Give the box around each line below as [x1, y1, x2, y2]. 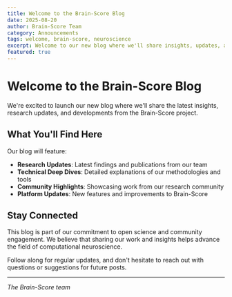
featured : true [7, 49, 51, 56]
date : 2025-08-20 [7, 17, 57, 23]
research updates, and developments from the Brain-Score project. [7, 108, 198, 117]
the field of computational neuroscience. [7, 242, 123, 251]
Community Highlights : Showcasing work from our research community [17, 182, 224, 191]
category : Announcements [7, 29, 79, 37]
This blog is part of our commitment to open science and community [7, 228, 202, 236]
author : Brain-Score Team [7, 23, 81, 30]
